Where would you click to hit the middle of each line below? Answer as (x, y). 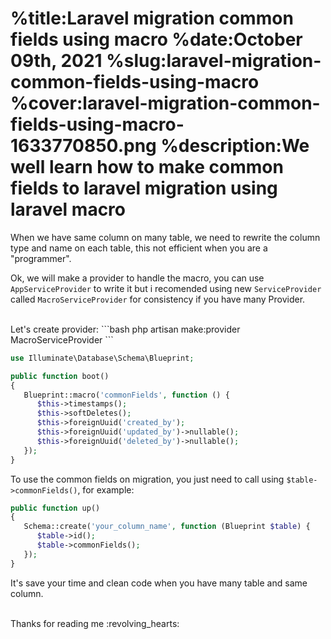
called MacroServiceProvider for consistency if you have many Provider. (158, 299)
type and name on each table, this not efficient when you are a (139, 248)
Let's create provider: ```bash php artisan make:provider (125, 329)
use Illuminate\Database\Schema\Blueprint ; (102, 358)
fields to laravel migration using (144, 188)
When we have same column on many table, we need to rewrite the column (165, 237)
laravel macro (68, 209)
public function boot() (60, 376)
